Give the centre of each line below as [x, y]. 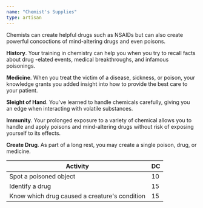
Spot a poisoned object [42, 176]
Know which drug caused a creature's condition [77, 196]
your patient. [22, 90]
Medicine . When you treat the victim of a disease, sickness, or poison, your [101, 77]
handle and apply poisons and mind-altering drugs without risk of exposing [100, 126]
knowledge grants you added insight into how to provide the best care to [97, 84]
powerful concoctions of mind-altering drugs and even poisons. [86, 41]
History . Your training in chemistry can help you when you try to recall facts [101, 53]
